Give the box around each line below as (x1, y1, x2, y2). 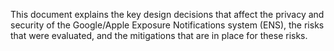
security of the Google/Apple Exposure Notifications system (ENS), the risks (10, 19, 325, 31)
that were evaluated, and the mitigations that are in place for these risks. (10, 30, 308, 41)
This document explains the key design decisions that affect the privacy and (10, 9, 325, 20)
